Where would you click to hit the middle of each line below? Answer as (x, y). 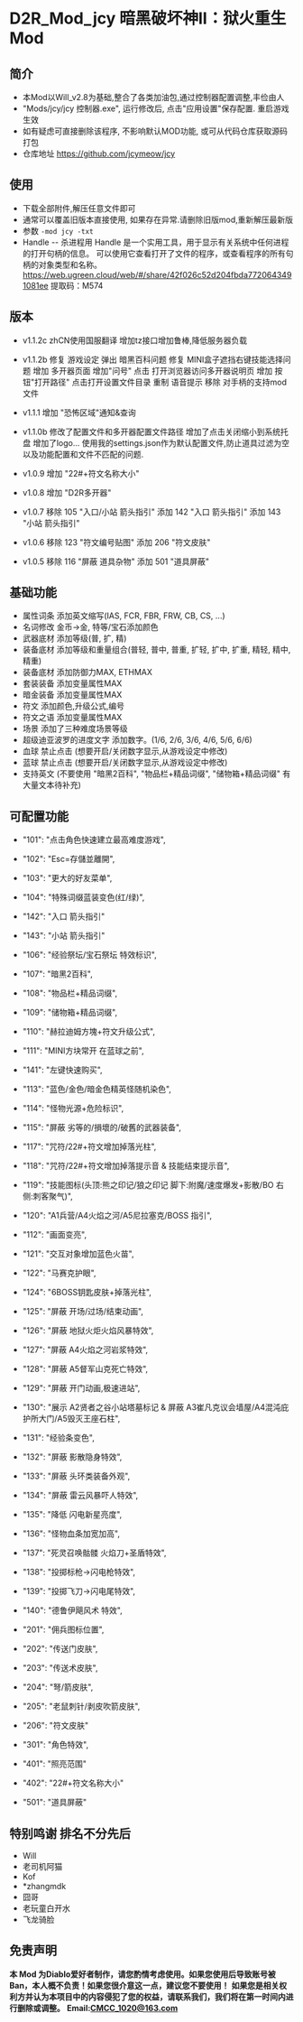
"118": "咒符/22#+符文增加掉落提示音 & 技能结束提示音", (126, 1166)
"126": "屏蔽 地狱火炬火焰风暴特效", (88, 1331)
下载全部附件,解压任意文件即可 (79, 208)
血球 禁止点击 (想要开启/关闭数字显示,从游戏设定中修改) (125, 751)
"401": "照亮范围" (55, 1764)
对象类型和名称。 (70, 264)
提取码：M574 (77, 285)
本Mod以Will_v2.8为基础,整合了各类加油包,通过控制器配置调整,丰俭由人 (153, 97)
